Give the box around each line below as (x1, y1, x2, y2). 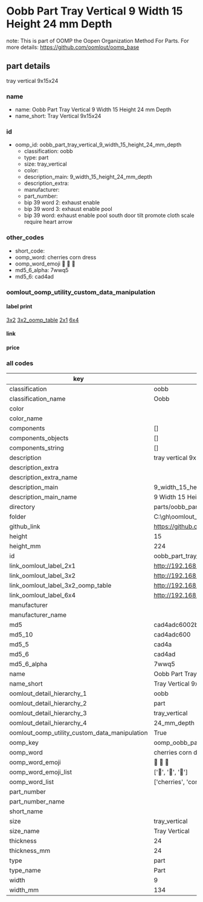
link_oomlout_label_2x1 (9, 562, 76, 570)
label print (6, 303, 33, 310)
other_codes (6, 233, 44, 242)
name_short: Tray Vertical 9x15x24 (14, 112, 101, 120)
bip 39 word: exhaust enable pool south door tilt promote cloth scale (24, 212, 195, 219)
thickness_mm (9, 846, 51, 855)
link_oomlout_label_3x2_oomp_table (9, 582, 112, 590)
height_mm (9, 542, 41, 551)
